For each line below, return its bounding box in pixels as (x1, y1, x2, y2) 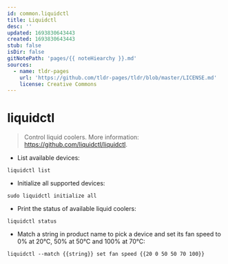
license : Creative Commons (19, 81, 97, 88)
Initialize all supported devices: (17, 179, 105, 187)
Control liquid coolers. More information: (23, 133, 139, 141)
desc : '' (7, 23, 32, 30)
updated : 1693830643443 (7, 29, 76, 37)
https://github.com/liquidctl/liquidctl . (23, 141, 127, 149)
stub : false (7, 42, 41, 49)
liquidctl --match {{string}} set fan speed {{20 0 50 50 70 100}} (7, 251, 205, 258)
